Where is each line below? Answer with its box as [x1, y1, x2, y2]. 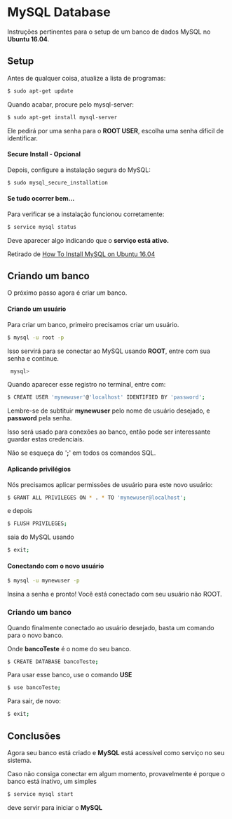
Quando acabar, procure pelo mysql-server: [7, 100, 135, 109]
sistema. [7, 756, 32, 764]
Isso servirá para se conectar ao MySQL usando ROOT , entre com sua [7, 347, 210, 355]
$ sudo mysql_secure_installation [7, 179, 109, 186]
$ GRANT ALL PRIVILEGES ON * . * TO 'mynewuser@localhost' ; [7, 494, 187, 501]
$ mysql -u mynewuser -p [7, 577, 80, 585]
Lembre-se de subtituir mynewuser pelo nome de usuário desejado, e [7, 406, 210, 415]
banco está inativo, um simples [7, 777, 97, 785]
